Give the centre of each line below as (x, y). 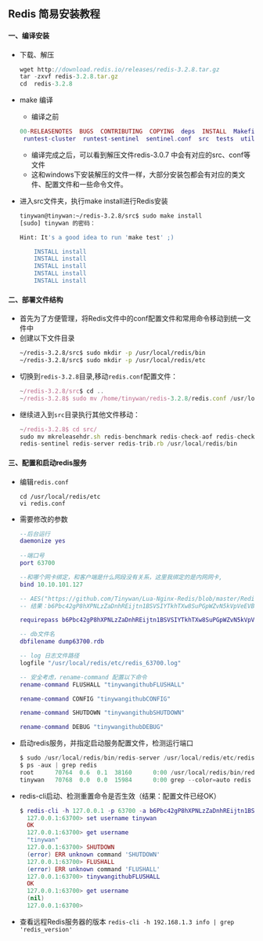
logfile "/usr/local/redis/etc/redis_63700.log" (100, 663)
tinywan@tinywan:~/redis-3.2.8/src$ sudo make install (111, 216)
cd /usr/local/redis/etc (60, 496)
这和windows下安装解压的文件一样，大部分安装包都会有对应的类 (135, 174)
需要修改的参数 (43, 519)
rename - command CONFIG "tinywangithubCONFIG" (95, 699)
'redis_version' (46, 929)
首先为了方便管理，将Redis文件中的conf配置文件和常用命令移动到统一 (131, 319)
